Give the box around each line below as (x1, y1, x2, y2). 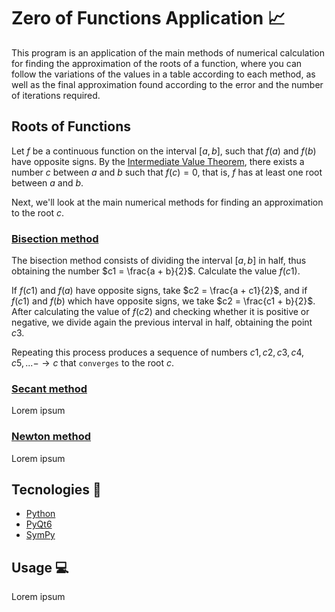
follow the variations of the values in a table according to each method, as (11, 68, 316, 80)
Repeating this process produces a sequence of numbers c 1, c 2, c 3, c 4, (11, 346, 305, 359)
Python (25, 508, 56, 520)
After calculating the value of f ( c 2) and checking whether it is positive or (11, 306, 310, 318)
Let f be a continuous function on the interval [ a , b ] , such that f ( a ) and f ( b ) (11, 145, 317, 157)
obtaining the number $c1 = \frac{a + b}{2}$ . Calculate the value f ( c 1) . (11, 265, 301, 277)
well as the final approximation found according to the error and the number (11, 78, 324, 90)
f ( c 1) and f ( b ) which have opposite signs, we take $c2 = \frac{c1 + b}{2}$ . (11, 295, 316, 307)
